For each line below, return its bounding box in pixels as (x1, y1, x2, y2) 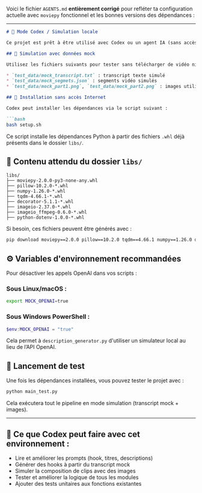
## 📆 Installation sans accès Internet (6, 95, 106, 101)
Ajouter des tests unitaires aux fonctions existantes (14, 480, 142, 487)
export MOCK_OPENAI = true (6, 298, 69, 304)
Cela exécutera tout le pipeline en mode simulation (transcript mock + (6, 400, 179, 407)
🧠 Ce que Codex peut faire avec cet (6, 429, 140, 439)
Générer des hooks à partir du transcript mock (14, 460, 130, 468)
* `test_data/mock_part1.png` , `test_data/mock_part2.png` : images (6, 84, 182, 90)
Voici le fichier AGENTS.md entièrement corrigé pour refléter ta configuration (6, 5, 193, 12)
